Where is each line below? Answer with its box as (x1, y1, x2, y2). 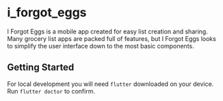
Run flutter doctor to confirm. (7, 87, 96, 95)
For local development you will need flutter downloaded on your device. (7, 80, 214, 88)
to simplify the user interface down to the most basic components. (7, 42, 194, 50)
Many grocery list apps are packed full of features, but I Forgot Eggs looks (7, 34, 217, 42)
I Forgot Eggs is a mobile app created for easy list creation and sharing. (7, 27, 209, 35)
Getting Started (7, 61, 75, 73)
